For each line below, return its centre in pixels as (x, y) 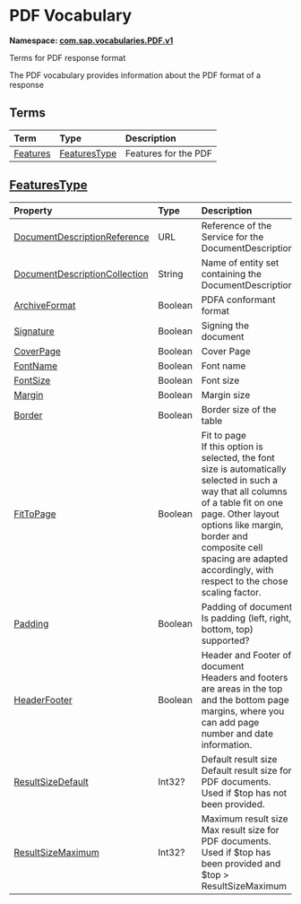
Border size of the (239, 409)
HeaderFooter (43, 700)
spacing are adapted (245, 559)
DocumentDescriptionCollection (81, 274)
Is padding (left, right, (246, 618)
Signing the (225, 326)
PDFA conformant (238, 300)
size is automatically (244, 469)
